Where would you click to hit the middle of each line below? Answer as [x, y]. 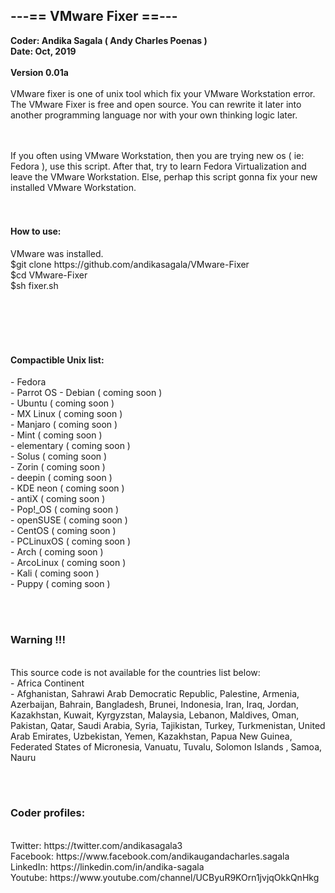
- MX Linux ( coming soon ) [66, 414]
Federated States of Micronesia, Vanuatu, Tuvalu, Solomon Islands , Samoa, [166, 746]
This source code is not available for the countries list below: [135, 672]
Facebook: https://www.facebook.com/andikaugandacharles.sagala [150, 856]
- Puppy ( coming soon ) [60, 584]
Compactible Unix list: [57, 360]
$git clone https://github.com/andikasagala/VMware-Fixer [130, 265]
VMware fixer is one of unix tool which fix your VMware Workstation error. [163, 93]
